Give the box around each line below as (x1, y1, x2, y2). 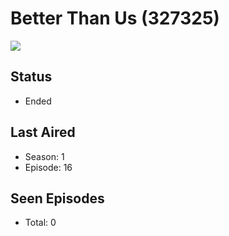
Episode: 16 (24, 161, 73, 173)
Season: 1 (24, 150, 65, 162)
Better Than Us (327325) (10, 7, 220, 30)
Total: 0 (24, 217, 57, 229)
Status (10, 68, 53, 86)
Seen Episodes (10, 190, 105, 207)
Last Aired (10, 124, 76, 141)
